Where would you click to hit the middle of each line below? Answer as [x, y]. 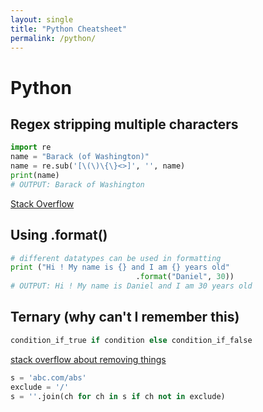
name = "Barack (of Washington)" [80, 157]
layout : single [42, 19]
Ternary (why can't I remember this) [125, 317]
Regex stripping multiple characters [124, 124]
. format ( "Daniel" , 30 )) [185, 277]
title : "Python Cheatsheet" [69, 29]
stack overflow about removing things [88, 359]
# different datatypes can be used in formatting [116, 258]
